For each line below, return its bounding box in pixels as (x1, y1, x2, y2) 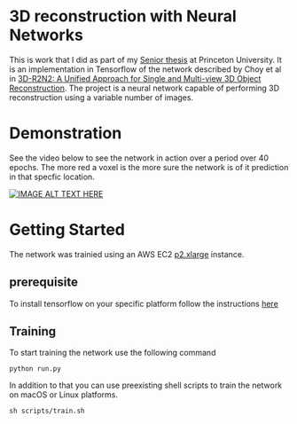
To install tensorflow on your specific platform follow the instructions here (9, 298, 279, 309)
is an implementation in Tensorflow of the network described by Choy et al (9, 64, 282, 75)
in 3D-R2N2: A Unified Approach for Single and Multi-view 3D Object (9, 73, 262, 83)
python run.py (9, 365, 62, 373)
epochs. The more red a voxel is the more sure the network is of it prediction (9, 161, 289, 172)
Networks (9, 25, 84, 45)
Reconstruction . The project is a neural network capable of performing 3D (9, 82, 280, 93)
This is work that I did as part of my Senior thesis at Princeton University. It (9, 54, 282, 65)
